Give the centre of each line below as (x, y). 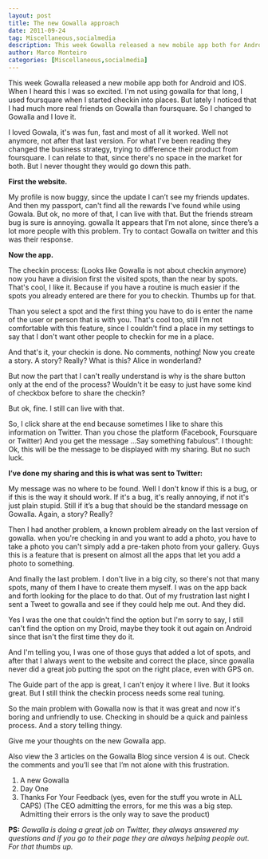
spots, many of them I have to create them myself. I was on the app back (128, 587)
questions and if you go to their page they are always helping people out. (129, 837)
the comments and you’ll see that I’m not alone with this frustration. (119, 764)
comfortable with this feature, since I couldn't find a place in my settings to (131, 328)
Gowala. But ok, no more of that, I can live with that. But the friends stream (131, 214)
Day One (34, 788)
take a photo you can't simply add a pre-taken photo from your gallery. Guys (134, 546)
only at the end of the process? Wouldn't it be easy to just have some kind (130, 384)
